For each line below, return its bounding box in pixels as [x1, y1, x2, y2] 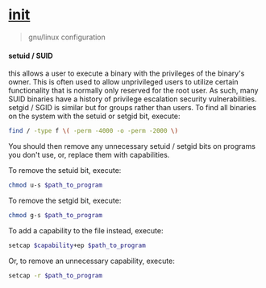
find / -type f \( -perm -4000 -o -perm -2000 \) [8, 127, 179, 135]
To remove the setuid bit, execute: [8, 166, 122, 175]
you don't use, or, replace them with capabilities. [8, 150, 170, 160]
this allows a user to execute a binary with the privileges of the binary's [8, 68, 245, 78]
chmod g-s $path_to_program [8, 211, 103, 219]
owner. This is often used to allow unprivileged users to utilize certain [8, 77, 239, 87]
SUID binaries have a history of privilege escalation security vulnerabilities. [8, 94, 257, 104]
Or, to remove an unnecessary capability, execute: [8, 256, 175, 265]
